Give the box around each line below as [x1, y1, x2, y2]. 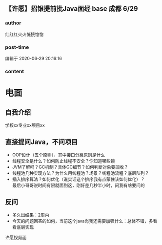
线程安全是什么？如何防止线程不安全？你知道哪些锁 [12, 158, 115, 163]
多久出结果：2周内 [12, 212, 50, 218]
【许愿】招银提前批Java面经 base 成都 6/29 [5, 4, 138, 13]
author [5, 20, 21, 26]
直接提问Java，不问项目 [5, 138, 78, 146]
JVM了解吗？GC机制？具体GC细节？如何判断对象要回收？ [12, 164, 128, 170]
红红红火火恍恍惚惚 [5, 31, 44, 37]
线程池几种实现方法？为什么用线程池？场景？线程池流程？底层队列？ [12, 170, 149, 176]
